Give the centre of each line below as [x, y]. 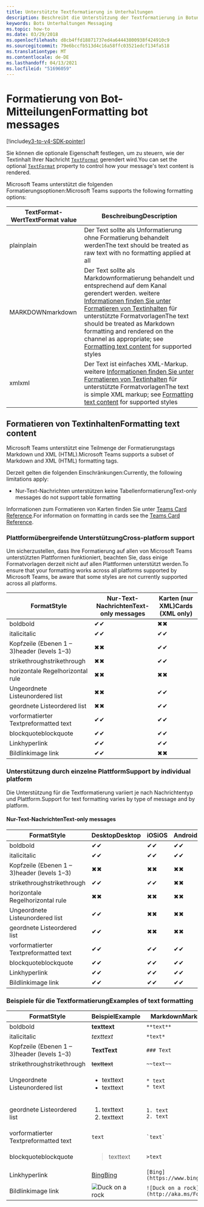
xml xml [20, 383]
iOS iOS [157, 835]
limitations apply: [28, 479]
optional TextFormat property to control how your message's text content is [100, 166]
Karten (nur [176, 598]
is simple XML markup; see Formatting [139, 394]
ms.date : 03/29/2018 [32, 35]
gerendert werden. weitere [122, 293]
